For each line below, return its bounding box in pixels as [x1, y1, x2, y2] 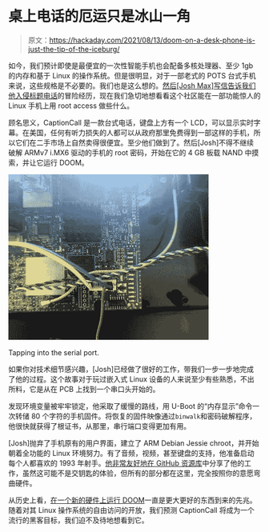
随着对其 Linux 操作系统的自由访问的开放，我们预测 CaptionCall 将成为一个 [8, 505, 255, 514]
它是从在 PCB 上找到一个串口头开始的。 [29, 384, 160, 394]
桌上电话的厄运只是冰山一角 [8, 7, 191, 26]
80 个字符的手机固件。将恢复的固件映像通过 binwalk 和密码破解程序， [30, 411, 257, 421]
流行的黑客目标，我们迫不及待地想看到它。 [8, 515, 149, 525]
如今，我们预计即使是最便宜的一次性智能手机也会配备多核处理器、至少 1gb [8, 61, 254, 70]
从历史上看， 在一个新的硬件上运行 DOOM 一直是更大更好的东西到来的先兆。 [8, 495, 258, 505]
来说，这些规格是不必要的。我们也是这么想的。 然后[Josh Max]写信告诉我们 [8, 81, 256, 90]
